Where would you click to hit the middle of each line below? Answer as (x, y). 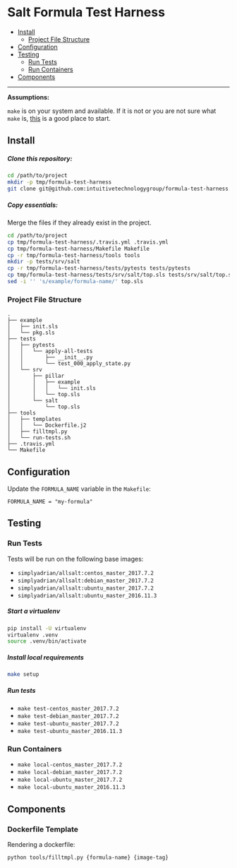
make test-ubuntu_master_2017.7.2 (68, 724)
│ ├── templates (34, 420)
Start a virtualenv (34, 611)
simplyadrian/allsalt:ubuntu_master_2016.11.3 (87, 595)
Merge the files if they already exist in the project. (79, 222)
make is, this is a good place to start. (59, 118)
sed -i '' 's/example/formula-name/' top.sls (75, 282)
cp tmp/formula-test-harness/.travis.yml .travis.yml (88, 242)
